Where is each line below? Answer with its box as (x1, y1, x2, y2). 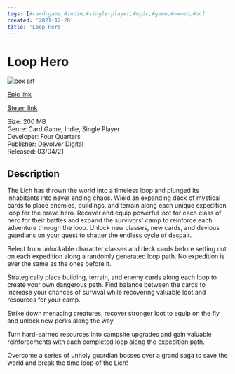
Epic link (7, 91, 32, 99)
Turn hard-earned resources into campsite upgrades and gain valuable (7, 330, 212, 339)
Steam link (7, 104, 38, 112)
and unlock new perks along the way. (7, 316, 116, 325)
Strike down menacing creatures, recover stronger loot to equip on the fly (7, 309, 220, 318)
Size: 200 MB (7, 117, 46, 126)
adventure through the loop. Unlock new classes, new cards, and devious (7, 224, 220, 232)
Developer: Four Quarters (7, 133, 81, 141)
